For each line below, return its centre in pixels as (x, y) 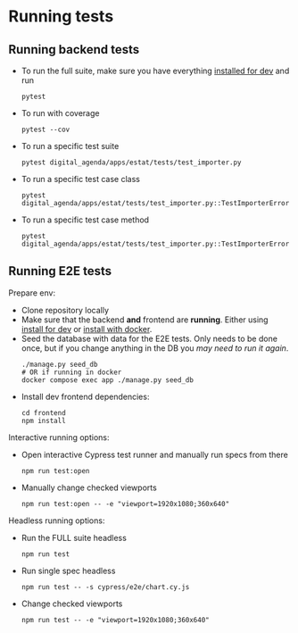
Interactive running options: (59, 437)
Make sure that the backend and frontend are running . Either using (145, 320)
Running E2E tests (60, 271)
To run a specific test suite (70, 146)
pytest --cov (46, 129)
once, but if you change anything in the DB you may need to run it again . (155, 348)
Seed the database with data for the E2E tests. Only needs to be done (149, 338)
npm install (43, 421)
